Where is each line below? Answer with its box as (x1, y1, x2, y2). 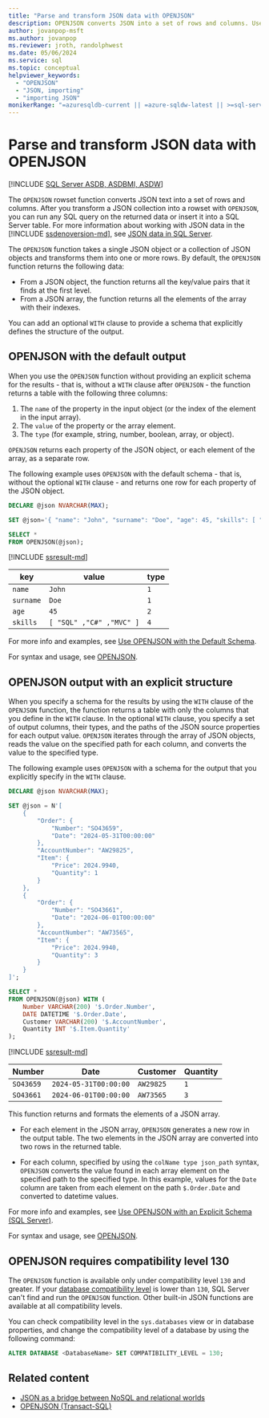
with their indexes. (19, 302, 82, 313)
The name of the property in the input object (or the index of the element (19, 403, 256, 413)
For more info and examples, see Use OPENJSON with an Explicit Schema (8, 1207, 252, 1217)
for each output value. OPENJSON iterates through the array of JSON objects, (8, 731, 256, 740)
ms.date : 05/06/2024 (8, 49, 78, 57)
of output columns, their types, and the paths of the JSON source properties (8, 723, 260, 732)
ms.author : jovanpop (8, 34, 78, 43)
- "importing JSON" (15, 94, 81, 102)
